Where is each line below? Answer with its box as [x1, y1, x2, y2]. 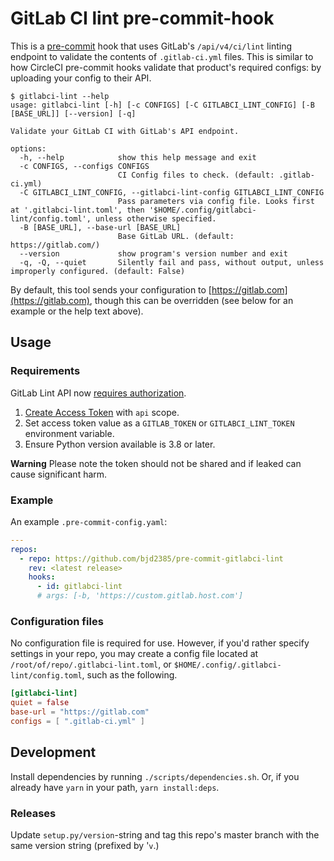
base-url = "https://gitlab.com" [10, 707, 150, 717]
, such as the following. [81, 669, 178, 681]
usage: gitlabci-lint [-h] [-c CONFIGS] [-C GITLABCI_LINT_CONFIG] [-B [10, 100, 315, 110]
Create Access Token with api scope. [24, 406, 180, 418]
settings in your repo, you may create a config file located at [10, 648, 259, 660]
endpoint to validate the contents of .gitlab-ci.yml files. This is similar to [10, 50, 314, 62]
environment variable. [24, 427, 115, 439]
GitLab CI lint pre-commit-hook [10, 7, 275, 30]
